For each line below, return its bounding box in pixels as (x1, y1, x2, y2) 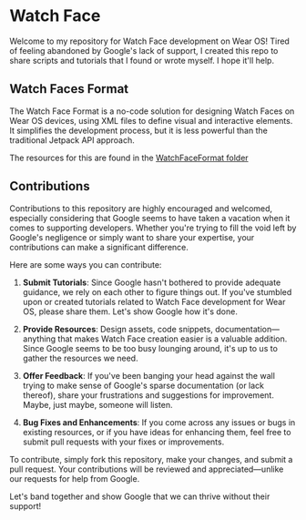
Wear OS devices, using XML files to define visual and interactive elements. (9, 115, 293, 126)
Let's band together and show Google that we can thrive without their (9, 491, 270, 502)
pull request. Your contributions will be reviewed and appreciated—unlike (9, 464, 284, 474)
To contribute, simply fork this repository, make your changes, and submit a (9, 454, 293, 464)
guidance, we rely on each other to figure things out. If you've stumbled (22, 286, 292, 297)
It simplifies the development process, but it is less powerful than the (9, 125, 269, 136)
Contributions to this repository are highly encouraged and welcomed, (9, 202, 273, 214)
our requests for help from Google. (9, 473, 140, 484)
